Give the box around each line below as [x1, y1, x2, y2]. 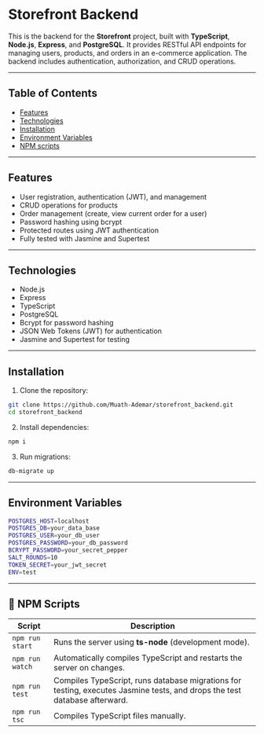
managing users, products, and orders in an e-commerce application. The [8, 48, 247, 57]
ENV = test [8, 568, 37, 576]
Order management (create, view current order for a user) [19, 208, 207, 218]
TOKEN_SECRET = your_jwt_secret [8, 560, 108, 569]
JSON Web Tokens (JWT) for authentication [19, 326, 163, 336]
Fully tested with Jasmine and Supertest [19, 233, 150, 243]
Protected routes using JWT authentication [19, 226, 159, 235]
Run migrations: [19, 452, 71, 461]
